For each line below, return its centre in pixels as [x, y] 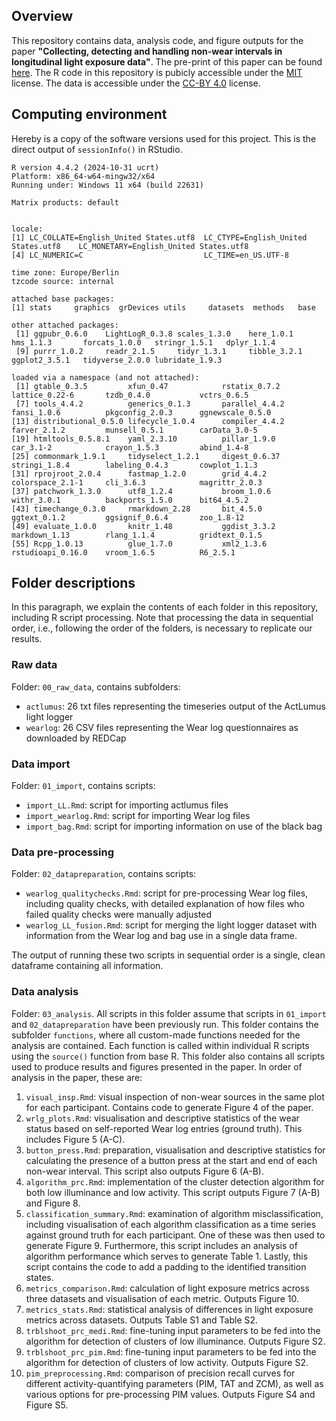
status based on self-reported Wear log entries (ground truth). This [164, 1128]
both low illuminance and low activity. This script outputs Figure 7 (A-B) [173, 1192]
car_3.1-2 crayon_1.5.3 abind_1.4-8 [130, 447]
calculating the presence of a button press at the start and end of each [171, 1160]
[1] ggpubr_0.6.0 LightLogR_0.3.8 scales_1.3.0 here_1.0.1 [154, 334]
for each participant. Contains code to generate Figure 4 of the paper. [169, 1107]
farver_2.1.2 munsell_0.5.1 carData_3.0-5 [134, 430]
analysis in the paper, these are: [77, 1077]
